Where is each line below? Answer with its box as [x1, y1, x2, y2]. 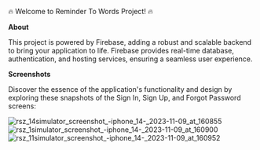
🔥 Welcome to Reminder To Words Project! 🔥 [8, 7, 153, 16]
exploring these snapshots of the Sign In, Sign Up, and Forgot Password [8, 93, 241, 102]
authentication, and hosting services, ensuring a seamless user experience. [8, 54, 253, 64]
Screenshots [8, 70, 51, 79]
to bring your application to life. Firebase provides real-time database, [8, 46, 234, 55]
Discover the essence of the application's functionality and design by [8, 85, 233, 93]
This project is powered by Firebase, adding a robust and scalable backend [8, 38, 252, 46]
